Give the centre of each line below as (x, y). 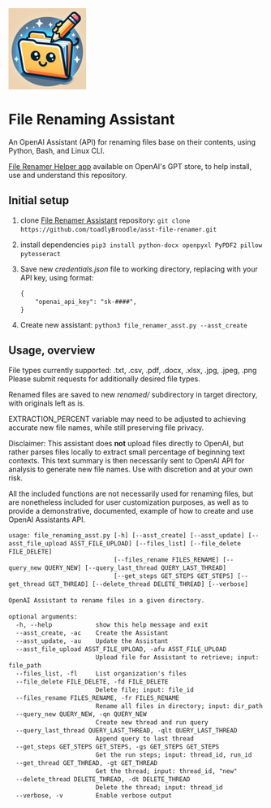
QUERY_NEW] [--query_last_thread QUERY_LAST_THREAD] (135, 568)
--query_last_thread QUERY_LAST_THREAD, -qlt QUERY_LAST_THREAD (127, 730)
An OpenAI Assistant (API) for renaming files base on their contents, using (132, 141)
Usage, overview (52, 351)
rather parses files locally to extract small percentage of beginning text (127, 452)
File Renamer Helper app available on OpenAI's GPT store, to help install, (130, 166)
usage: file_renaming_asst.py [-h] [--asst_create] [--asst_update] (127, 535)
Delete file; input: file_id (145, 690)
